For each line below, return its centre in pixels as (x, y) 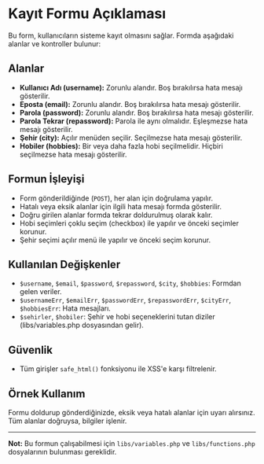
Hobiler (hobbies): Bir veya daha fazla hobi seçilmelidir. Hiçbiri (121, 145)
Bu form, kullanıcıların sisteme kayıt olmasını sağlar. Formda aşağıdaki (121, 35)
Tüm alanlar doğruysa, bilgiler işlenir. (68, 421)
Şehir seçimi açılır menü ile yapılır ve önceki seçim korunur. (115, 240)
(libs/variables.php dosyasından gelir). (81, 325)
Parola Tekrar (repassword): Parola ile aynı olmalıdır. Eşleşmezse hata (134, 121)
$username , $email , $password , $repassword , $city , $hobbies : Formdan (130, 283)
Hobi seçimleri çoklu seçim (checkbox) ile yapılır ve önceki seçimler (129, 223)
